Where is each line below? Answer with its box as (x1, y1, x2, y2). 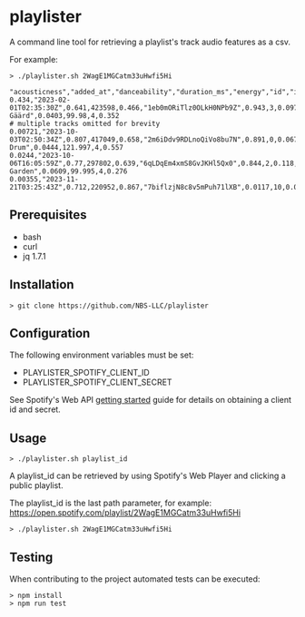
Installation (9, 277, 74, 292)
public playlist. (9, 480, 64, 491)
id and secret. (9, 404, 61, 415)
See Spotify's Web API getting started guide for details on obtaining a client (9, 395, 292, 406)
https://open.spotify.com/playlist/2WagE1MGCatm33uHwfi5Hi (9, 507, 241, 518)
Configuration (9, 325, 91, 341)
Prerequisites (9, 207, 87, 223)
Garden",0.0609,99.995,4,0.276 (9, 166, 128, 176)
